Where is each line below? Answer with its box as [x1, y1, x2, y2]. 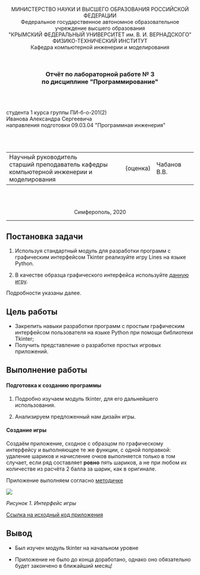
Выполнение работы [6, 365, 87, 375]
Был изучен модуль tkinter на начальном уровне [14, 544, 139, 551]
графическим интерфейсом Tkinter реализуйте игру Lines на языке [14, 254, 186, 261]
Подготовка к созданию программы [6, 382, 102, 389]
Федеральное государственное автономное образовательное [20, 18, 180, 25]
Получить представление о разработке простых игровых [14, 341, 162, 348]
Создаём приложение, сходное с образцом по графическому [6, 440, 164, 447]
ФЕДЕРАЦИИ [83, 12, 117, 19]
